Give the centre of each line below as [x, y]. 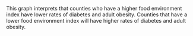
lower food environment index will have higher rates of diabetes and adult [96, 21]
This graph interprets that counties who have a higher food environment [94, 8]
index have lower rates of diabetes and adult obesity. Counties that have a [97, 15]
